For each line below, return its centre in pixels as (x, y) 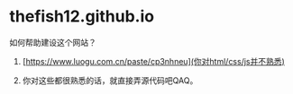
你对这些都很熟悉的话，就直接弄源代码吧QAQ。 (110, 80)
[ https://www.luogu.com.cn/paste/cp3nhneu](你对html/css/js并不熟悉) (154, 61)
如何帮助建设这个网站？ (53, 42)
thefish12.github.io (82, 17)
